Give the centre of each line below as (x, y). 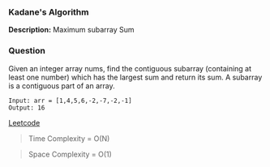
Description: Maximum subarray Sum (72, 30)
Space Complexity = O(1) (70, 154)
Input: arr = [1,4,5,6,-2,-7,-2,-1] (70, 101)
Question (27, 51)
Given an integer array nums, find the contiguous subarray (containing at (130, 68)
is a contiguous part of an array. (62, 86)
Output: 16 (27, 108)
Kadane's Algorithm (49, 12)
